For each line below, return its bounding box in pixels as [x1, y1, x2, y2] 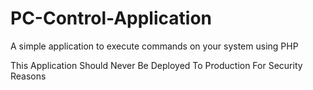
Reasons [10, 70, 47, 82]
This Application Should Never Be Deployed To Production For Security [10, 59, 303, 71]
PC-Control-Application [10, 7, 212, 30]
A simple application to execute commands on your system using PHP [10, 40, 299, 52]
